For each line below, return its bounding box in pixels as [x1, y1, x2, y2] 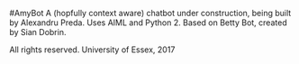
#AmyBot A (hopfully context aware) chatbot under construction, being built [9, 8, 292, 18]
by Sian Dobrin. [9, 27, 67, 37]
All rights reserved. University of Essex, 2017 [9, 44, 176, 55]
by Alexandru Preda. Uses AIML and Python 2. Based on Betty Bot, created [9, 17, 287, 28]
